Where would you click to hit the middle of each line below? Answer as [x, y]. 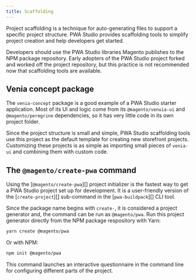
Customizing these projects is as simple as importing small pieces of [89, 146]
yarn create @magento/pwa [37, 231]
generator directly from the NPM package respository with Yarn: [83, 221]
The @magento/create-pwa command [71, 170]
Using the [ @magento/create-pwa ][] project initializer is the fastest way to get [97, 185]
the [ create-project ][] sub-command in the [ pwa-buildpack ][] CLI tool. [91, 197]
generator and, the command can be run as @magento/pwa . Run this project [95, 214]
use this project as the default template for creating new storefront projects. [97, 139]
